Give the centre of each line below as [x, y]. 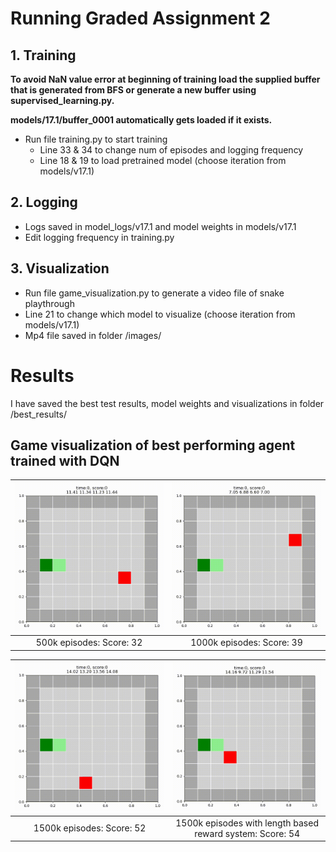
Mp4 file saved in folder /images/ [93, 335]
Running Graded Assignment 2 [140, 18]
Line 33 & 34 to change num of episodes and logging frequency [171, 150]
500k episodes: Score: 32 [89, 643]
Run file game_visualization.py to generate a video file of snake [154, 293]
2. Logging [44, 202]
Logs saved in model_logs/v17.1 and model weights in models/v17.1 [160, 226]
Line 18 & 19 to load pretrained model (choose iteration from [163, 160]
